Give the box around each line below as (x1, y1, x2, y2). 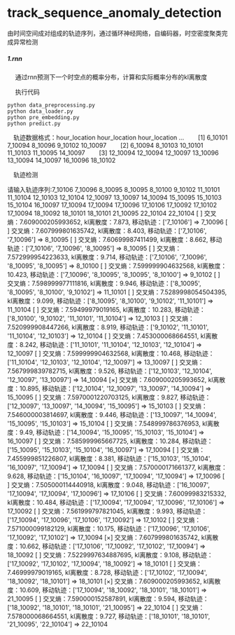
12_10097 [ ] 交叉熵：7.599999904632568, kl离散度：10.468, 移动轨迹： (7, 349, 215, 357)
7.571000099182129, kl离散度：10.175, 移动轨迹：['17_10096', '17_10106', (7, 524, 211, 533)
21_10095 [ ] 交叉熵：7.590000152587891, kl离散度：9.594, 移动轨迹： (7, 594, 209, 603)
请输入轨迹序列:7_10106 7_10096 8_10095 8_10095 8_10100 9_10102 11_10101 (7, 185, 220, 193)
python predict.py (7, 120, 61, 127)
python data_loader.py (7, 107, 73, 115)
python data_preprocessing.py (7, 102, 96, 109)
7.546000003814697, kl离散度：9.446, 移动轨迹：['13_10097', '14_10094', (7, 410, 217, 418)
